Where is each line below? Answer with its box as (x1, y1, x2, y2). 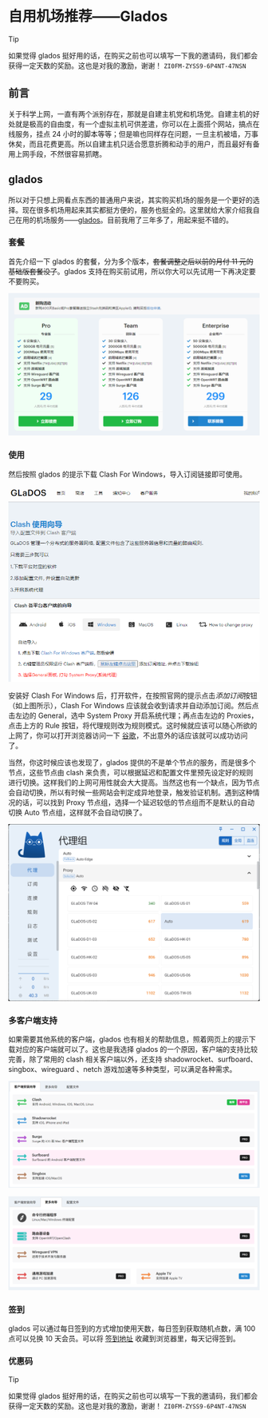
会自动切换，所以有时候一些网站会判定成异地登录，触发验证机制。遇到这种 (8, 787, 253, 797)
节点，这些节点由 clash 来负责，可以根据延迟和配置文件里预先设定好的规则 (8, 767, 254, 777)
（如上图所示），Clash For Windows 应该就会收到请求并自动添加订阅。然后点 (8, 700, 259, 710)
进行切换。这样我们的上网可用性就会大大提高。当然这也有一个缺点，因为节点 (8, 777, 260, 787)
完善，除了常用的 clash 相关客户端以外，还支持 (8, 1054, 163, 1064)
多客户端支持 (8, 1014, 58, 1026)
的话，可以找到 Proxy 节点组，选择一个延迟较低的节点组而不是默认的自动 (14, 797, 255, 807)
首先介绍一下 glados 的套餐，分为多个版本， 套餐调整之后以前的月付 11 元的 (8, 257, 254, 266)
